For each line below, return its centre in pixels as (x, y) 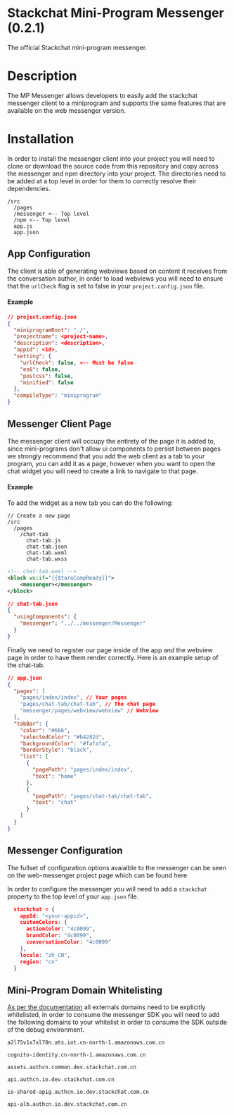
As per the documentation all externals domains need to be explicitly (106, 1007)
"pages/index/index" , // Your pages (74, 697)
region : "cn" (39, 962)
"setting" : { (33, 357)
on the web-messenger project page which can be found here (97, 875)
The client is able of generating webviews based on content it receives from (117, 271)
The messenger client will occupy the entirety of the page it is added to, (111, 441)
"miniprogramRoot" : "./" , (52, 330)
